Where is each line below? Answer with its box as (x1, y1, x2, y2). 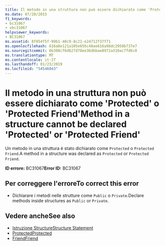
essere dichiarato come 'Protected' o (5, 98, 160, 109)
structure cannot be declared (5, 119, 127, 130)
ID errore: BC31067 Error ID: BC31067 (5, 165, 81, 171)
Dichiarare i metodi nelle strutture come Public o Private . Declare (12, 192, 144, 198)
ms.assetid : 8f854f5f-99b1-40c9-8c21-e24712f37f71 (5, 39, 111, 44)
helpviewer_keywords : (5, 30, 50, 35)
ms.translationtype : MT (5, 52, 54, 58)
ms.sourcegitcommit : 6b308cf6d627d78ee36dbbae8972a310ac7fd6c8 (5, 48, 137, 53)
